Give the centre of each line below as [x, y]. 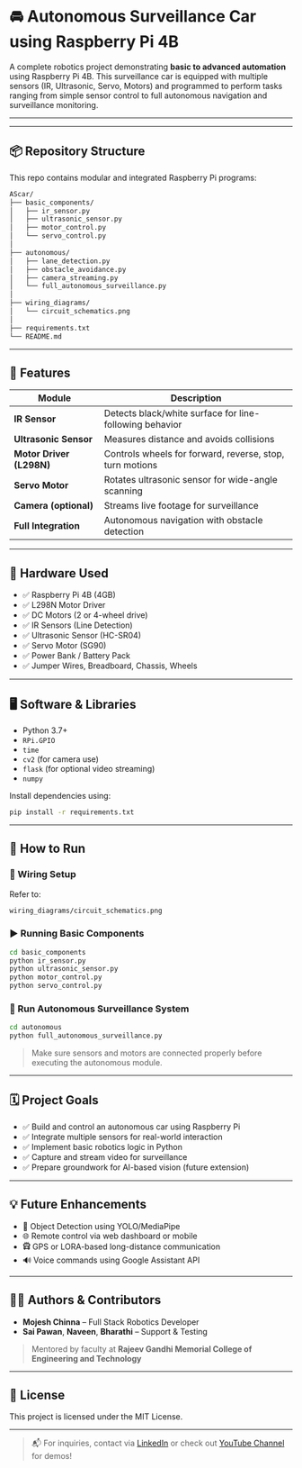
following [123, 425]
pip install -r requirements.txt [72, 812]
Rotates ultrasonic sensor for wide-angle [191, 480]
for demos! [51, 1456]
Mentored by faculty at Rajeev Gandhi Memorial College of [142, 1349]
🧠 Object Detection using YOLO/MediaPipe [101, 1226]
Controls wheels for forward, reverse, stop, [194, 454]
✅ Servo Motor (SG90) [64, 646]
